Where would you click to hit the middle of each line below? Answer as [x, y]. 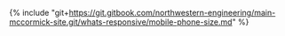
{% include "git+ [39, 13]
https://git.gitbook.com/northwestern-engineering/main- [172, 13]
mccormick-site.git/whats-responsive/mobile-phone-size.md [121, 22]
